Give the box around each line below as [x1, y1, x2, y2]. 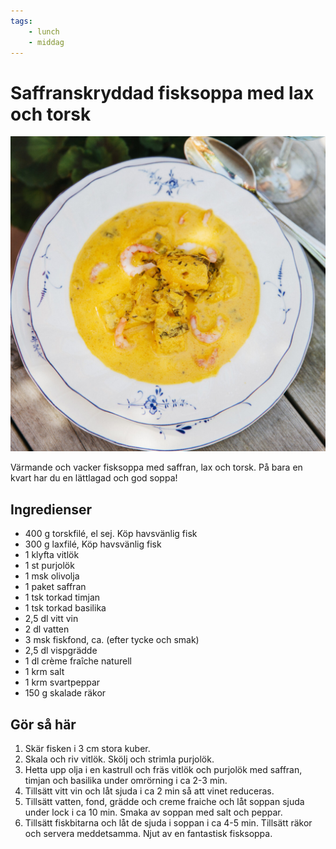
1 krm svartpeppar [24, 676, 101, 689]
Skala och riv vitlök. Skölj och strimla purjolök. [24, 753, 215, 765]
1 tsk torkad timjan [24, 591, 101, 604]
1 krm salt [24, 666, 65, 678]
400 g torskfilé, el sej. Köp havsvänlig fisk [24, 528, 198, 540]
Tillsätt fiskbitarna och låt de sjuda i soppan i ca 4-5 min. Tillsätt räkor [24, 816, 313, 829]
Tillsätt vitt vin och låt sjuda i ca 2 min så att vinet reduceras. [24, 785, 275, 797]
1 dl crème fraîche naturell [24, 655, 132, 667]
